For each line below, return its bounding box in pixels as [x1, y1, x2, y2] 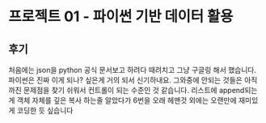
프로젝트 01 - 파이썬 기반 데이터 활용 [8, 7, 234, 26]
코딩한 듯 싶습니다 [16, 106, 74, 115]
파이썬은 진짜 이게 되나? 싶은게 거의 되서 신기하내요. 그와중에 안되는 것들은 [8, 75, 243, 85]
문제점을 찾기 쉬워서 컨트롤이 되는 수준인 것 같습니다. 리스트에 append [23, 86, 245, 95]
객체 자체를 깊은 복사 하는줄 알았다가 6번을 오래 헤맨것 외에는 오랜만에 [16, 95, 237, 105]
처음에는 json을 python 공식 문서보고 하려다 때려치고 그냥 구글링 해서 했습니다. [8, 66, 257, 74]
